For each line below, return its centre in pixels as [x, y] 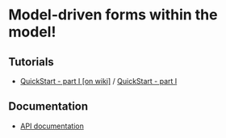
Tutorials [31, 62]
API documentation [52, 126]
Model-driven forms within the [113, 15]
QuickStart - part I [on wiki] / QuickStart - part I [98, 81]
